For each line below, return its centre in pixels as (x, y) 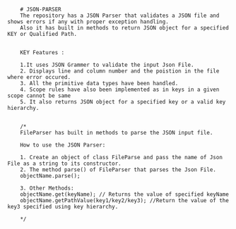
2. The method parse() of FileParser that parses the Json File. (118, 170)
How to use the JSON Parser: (63, 145)
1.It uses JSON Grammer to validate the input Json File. (107, 65)
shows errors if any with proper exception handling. (88, 22)
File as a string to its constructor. (64, 163)
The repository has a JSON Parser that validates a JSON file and (120, 16)
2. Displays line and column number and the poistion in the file (120, 71)
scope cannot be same (39, 96)
